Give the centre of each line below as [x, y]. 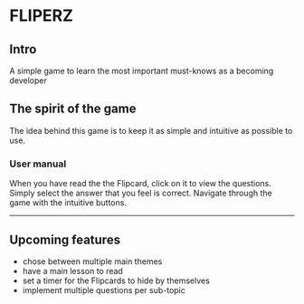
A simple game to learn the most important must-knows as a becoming [142, 71]
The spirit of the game [73, 109]
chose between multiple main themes [92, 261]
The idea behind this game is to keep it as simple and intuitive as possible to [151, 130]
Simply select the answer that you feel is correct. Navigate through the [141, 193]
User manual [38, 164]
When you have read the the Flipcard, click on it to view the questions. [140, 184]
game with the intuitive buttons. [68, 203]
